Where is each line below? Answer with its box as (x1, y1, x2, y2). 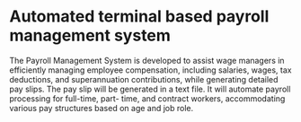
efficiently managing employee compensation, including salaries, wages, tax (9, 65, 292, 75)
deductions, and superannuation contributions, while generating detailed (9, 74, 279, 84)
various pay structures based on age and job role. (9, 102, 194, 113)
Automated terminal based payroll (9, 6, 270, 27)
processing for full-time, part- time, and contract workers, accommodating (9, 92, 286, 104)
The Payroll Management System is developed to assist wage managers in (9, 55, 285, 65)
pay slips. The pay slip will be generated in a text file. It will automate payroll (9, 83, 291, 94)
